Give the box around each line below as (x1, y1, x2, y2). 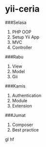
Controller (12, 44, 32, 50)
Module (12, 97, 28, 103)
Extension (12, 103, 32, 109)
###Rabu (5, 54, 24, 59)
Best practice (12, 127, 39, 132)
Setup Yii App (12, 34, 40, 40)
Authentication (12, 92, 42, 98)
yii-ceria (5, 3, 40, 15)
